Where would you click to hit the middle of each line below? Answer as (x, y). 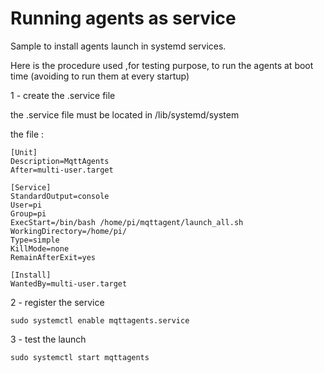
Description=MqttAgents (60, 161)
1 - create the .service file (63, 95)
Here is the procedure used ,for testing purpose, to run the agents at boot (162, 65)
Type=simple (35, 240)
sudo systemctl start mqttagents (80, 357)
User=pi (26, 205)
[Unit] (24, 152)
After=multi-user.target (62, 170)
